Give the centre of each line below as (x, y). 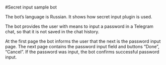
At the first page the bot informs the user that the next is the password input (83, 41)
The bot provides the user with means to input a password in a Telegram (79, 26)
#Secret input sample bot (31, 7)
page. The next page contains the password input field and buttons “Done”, (82, 46)
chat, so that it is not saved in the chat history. (52, 32)
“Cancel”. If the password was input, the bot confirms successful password (82, 52)
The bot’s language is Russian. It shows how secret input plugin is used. (79, 17)
